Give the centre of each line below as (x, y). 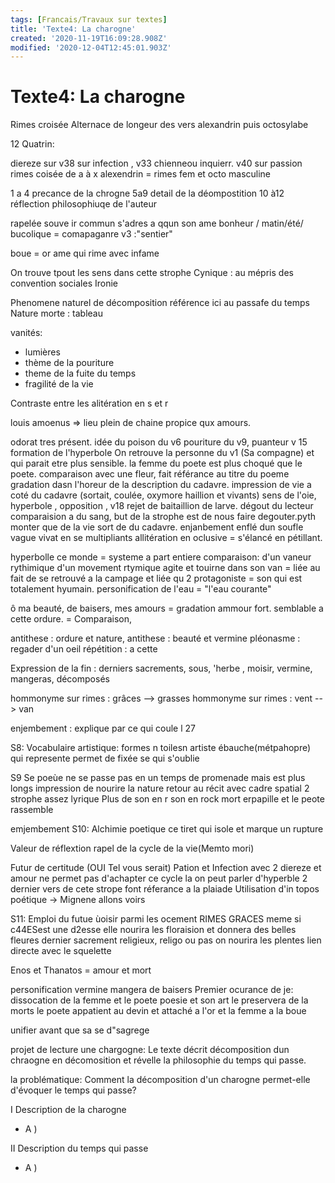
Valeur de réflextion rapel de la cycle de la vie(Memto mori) (132, 848)
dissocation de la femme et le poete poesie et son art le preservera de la (159, 1000)
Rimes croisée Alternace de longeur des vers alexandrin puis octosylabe (159, 125)
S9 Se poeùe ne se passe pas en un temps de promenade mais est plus (158, 778)
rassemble (32, 810)
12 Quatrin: (32, 144)
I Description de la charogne (68, 1110)
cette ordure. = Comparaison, (71, 619)
